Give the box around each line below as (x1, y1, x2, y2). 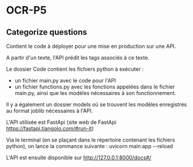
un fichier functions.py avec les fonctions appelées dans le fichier (14, 83, 175, 90)
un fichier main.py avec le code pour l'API (14, 77, 116, 84)
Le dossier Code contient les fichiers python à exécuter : (6, 66, 144, 73)
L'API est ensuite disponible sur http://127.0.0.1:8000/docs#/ (6, 154, 152, 161)
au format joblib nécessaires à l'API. (6, 107, 93, 114)
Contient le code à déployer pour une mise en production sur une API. (6, 42, 176, 50)
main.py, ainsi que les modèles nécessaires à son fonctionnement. (14, 90, 176, 96)
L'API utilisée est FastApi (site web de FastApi (6, 119, 117, 126)
